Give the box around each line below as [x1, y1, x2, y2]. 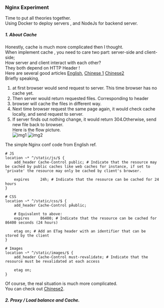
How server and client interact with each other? [5, 60, 102, 66]
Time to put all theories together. [5, 15, 71, 21]
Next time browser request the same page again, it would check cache [12, 106, 156, 112]
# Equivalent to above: [14, 211, 63, 217]
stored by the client [5, 233, 50, 238]
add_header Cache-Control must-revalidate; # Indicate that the [14, 255, 148, 260]
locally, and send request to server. [12, 111, 83, 117]
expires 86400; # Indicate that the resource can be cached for [14, 216, 157, 221]
